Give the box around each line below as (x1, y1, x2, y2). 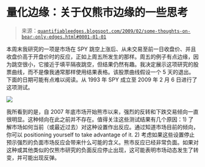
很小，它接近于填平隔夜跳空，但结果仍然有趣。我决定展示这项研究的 (22, 61, 193, 68)
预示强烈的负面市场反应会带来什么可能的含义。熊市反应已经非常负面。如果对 (6, 138, 199, 146)
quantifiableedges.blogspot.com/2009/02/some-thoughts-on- (37, 28, 191, 34)
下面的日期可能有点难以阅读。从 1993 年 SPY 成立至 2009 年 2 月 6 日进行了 (6, 76, 198, 83)
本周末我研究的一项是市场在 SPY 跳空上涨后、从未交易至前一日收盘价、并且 (6, 45, 196, 53)
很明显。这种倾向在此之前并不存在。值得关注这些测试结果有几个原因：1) (6, 116, 187, 123)
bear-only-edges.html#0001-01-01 (21, 34, 107, 40)
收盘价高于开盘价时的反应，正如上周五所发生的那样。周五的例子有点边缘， (6, 53, 193, 60)
